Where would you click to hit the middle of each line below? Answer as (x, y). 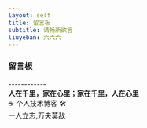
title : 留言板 (29, 23)
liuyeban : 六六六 (35, 37)
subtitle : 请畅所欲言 (40, 30)
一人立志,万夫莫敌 (37, 115)
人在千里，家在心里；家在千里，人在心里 (73, 93)
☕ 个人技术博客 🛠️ (37, 103)
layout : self (29, 15)
